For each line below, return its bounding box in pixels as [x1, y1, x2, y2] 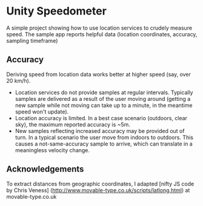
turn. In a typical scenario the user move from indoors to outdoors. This [15, 134, 194, 141]
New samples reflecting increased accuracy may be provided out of [15, 127, 185, 134]
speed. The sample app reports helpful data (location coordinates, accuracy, [6, 30, 198, 37]
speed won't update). [15, 108, 69, 115]
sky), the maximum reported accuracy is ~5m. [15, 121, 130, 128]
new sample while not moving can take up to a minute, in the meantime [15, 101, 193, 109]
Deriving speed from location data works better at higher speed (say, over [6, 71, 191, 78]
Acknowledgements [6, 164, 84, 175]
